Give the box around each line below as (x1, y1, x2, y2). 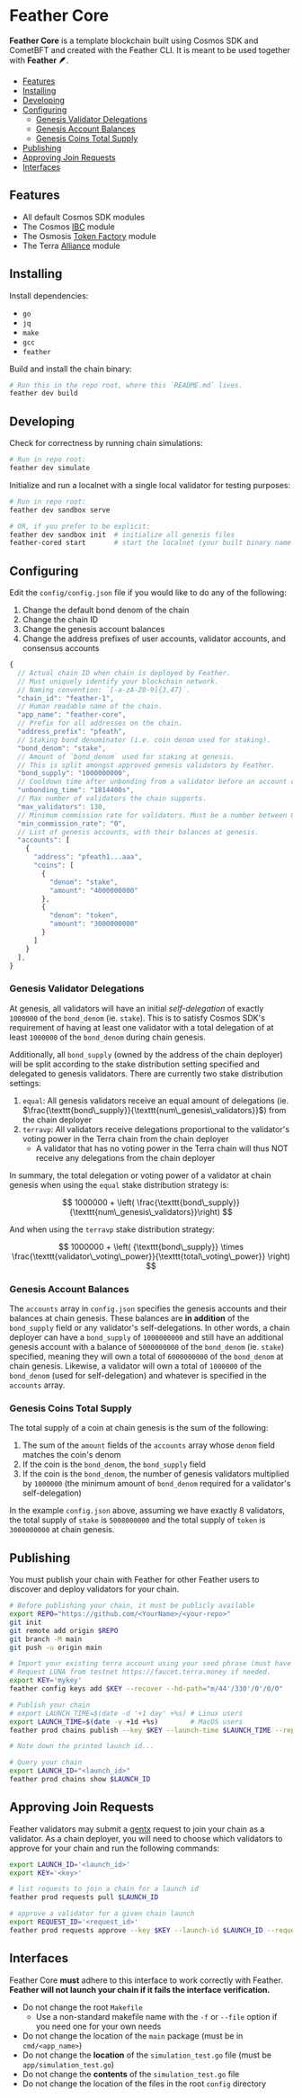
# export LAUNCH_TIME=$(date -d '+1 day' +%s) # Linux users (9, 1709, 244, 1718)
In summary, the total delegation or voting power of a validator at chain (9, 1170, 271, 1181)
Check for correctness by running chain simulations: (9, 438, 204, 449)
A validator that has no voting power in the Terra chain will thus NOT (35, 1143, 289, 1154)
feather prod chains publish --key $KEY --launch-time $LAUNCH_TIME (9, 1726, 271, 1735)
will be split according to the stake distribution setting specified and (9, 1058, 261, 1069)
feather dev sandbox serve (9, 505, 111, 514)
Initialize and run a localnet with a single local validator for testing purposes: (9, 479, 291, 490)
